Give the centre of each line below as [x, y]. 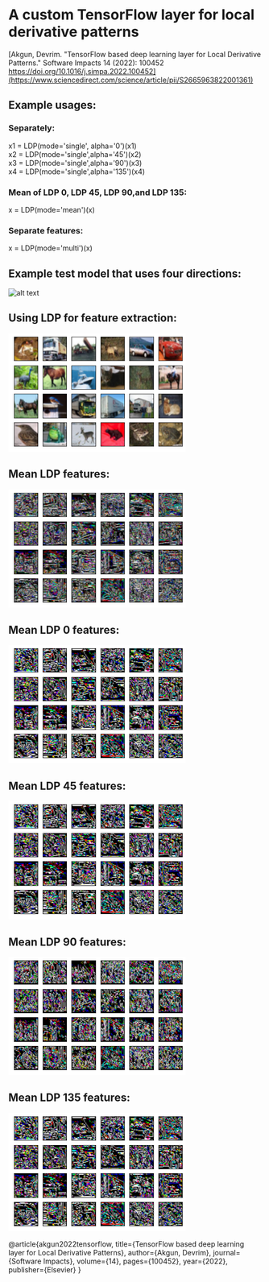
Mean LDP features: [59, 474]
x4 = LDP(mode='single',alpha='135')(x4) [77, 172]
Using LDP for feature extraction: [93, 318]
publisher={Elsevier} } [45, 1269]
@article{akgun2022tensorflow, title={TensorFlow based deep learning [126, 1244]
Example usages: [52, 105]
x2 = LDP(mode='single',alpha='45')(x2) [75, 154]
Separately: [31, 128]
